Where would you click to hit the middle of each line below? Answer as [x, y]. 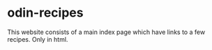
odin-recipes [45, 13]
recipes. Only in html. [38, 39]
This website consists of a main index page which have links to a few [106, 32]
